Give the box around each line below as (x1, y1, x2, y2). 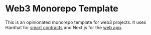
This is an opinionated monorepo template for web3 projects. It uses (5, 19, 146, 25)
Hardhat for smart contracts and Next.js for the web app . (5, 24, 123, 30)
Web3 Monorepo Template (5, 3, 119, 14)
